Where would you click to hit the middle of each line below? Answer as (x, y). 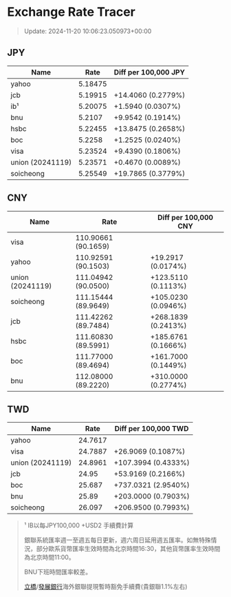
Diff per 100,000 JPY (150, 72)
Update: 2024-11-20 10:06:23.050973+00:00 (88, 31)
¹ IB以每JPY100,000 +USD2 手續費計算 (79, 525)
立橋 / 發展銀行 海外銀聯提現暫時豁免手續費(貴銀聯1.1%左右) (106, 587)
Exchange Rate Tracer (71, 12)
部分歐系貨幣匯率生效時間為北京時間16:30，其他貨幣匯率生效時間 (128, 549)
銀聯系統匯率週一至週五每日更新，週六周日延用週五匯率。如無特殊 (117, 540)
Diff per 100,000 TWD (152, 429)
